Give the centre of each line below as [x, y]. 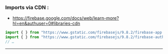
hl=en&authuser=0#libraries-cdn [46, 23]
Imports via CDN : [27, 7]
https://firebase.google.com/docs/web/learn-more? [65, 18]
